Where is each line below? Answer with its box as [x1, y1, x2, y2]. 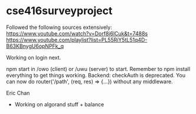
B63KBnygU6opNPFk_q [6, 43, 64, 50]
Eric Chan [6, 89, 30, 96]
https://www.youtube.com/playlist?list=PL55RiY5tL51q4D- [6, 36, 148, 43]
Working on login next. [6, 54, 61, 61]
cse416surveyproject [6, 4, 113, 18]
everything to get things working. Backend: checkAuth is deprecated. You [6, 71, 186, 79]
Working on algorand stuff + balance [14, 100, 104, 108]
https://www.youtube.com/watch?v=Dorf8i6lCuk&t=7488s [6, 30, 148, 37]
